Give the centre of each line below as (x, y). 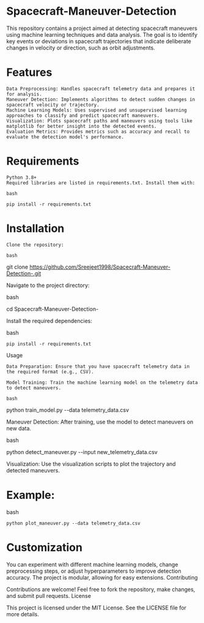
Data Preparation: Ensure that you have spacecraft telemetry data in (98, 366)
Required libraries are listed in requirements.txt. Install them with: (101, 183)
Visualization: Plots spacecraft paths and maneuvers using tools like (99, 121)
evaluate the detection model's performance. (65, 137)
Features (29, 73)
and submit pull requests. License (49, 595)
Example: (31, 495)
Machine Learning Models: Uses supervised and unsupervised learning (97, 110)
